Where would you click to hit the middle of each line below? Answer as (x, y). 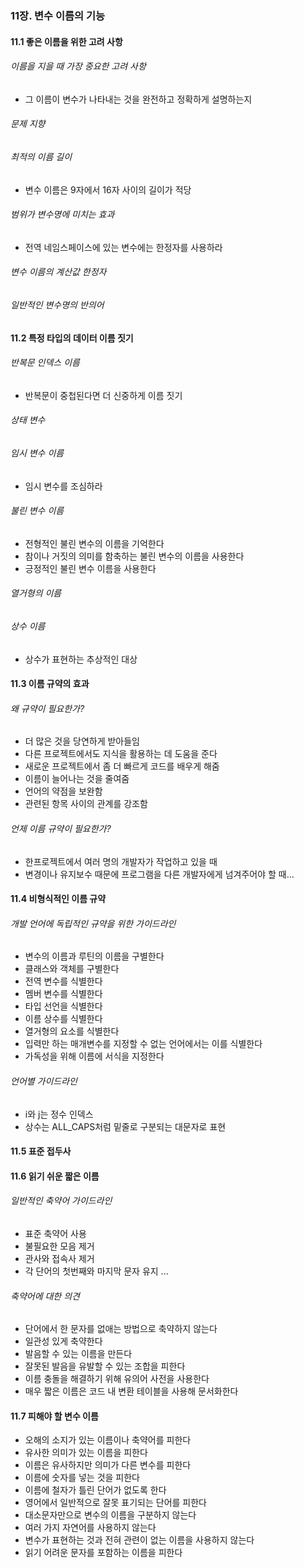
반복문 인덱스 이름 (45, 363)
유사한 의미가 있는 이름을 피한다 (86, 1453)
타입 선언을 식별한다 (63, 1006)
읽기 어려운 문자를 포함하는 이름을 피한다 (103, 1553)
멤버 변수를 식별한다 (63, 994)
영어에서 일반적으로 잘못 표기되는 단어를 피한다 (115, 1503)
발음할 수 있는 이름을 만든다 (78, 1354)
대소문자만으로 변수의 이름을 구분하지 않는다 (110, 1515)
